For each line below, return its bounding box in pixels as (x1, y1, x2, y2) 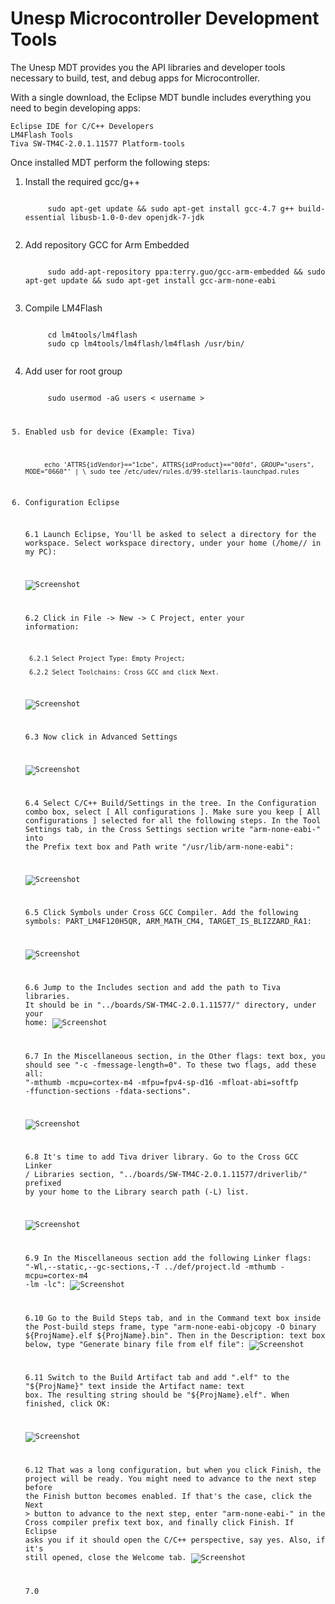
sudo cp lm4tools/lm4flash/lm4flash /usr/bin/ (47, 338, 245, 349)
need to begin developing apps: (10, 102, 141, 114)
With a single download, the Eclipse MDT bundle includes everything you (10, 91, 312, 103)
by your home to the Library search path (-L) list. (24, 1187, 250, 1197)
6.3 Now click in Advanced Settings (24, 732, 178, 742)
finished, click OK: (24, 1399, 111, 1409)
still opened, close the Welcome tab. (24, 1553, 187, 1563)
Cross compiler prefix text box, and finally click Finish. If (24, 1518, 295, 1528)
